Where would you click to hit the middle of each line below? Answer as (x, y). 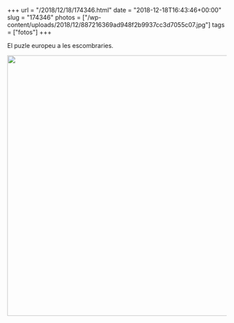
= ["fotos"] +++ (30, 32)
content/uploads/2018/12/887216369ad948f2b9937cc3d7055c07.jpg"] (109, 25)
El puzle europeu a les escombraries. (60, 45)
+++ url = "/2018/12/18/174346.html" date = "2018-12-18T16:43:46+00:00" (114, 10)
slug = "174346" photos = (44, 17)
